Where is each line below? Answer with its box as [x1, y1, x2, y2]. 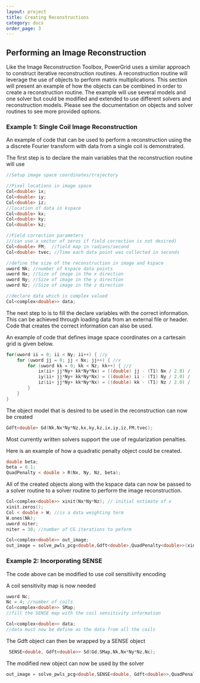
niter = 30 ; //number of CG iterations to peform [6, 526, 132, 532]
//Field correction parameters [6, 232, 84, 239]
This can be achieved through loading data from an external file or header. [6, 316, 189, 323]
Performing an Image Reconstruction [6, 47, 146, 57]
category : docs [6, 20, 44, 26]
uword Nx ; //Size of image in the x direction [6, 271, 124, 277]
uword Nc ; [6, 593, 31, 599]
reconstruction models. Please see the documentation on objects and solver [6, 102, 193, 109]
